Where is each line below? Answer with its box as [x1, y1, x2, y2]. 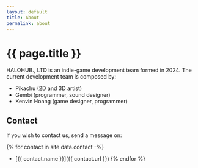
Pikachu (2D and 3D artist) [15, 85, 82, 92]
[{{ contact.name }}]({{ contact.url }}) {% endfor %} [15, 155, 145, 163]
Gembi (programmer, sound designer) [15, 91, 111, 99]
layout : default [6, 9, 48, 15]
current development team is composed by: [6, 73, 116, 80]
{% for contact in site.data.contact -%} [6, 144, 105, 151]
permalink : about [6, 20, 51, 26]
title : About [6, 15, 40, 21]
